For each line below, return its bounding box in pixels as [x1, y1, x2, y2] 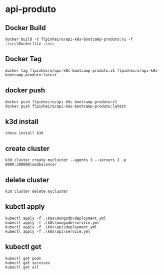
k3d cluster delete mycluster [5, 189, 68, 194]
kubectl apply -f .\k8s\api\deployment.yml [5, 224, 97, 229]
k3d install [5, 117, 38, 126]
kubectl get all [5, 264, 39, 269]
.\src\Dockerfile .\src [5, 41, 55, 46]
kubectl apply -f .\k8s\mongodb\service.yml [5, 220, 99, 225]
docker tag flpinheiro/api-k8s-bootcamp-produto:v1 [5, 68, 115, 73]
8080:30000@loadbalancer [5, 162, 57, 167]
